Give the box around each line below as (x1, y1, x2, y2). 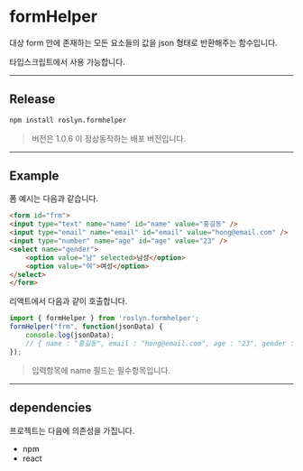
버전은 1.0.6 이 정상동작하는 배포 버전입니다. (31, 133, 187, 143)
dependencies (9, 400, 92, 416)
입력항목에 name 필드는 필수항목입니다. (31, 365, 171, 375)
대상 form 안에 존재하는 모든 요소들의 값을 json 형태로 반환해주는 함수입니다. (9, 37, 278, 48)
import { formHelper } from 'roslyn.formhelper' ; (9, 314, 200, 323)
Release (9, 92, 56, 107)
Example (9, 169, 60, 184)
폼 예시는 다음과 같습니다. (9, 193, 99, 204)
